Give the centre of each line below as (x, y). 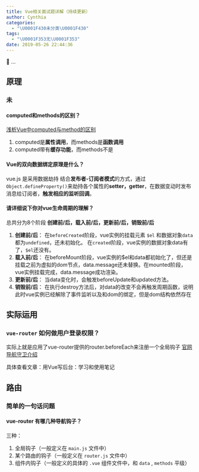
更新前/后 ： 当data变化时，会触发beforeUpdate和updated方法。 (93, 279)
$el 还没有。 (40, 250)
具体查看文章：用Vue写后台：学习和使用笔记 (61, 367)
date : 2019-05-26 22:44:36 (40, 45)
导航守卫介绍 (22, 355)
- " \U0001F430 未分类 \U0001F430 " (50, 28)
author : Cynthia (26, 17)
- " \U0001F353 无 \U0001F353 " (46, 39)
